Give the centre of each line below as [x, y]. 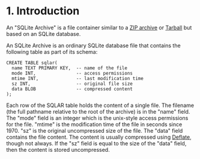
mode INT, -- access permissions [72, 73]
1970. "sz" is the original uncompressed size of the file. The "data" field [95, 130]
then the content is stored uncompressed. [58, 149]
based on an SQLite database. [44, 33]
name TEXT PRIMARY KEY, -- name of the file [70, 68]
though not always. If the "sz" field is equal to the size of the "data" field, [96, 143]
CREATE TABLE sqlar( [32, 63]
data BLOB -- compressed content [72, 89]
